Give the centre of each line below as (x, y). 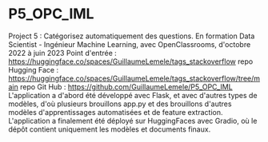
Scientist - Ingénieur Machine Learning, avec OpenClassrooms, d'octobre (130, 44)
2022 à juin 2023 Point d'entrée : (63, 53)
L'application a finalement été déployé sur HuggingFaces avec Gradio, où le (133, 120)
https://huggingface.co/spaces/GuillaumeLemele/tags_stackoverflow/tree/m (134, 78)
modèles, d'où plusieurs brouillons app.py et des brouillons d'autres (120, 104)
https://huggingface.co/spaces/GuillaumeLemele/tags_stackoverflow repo (131, 61)
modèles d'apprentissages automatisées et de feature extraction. (116, 112)
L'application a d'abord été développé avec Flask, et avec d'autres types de (133, 95)
